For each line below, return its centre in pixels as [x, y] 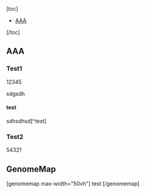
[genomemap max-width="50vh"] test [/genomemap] [73, 184]
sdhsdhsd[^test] [26, 121]
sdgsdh [16, 93]
